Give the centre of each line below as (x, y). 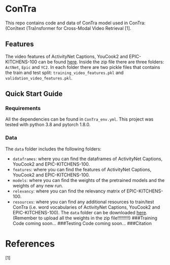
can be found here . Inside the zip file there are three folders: (101, 62)
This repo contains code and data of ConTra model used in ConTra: (75, 23)
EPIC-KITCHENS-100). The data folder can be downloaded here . (80, 212)
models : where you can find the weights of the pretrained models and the (89, 180)
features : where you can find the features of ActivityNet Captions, (82, 169)
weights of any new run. (38, 185)
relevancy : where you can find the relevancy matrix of (69, 191)
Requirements (23, 108)
